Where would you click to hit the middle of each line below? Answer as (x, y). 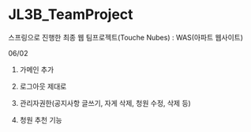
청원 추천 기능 (41, 119)
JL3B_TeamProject (71, 15)
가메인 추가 (37, 70)
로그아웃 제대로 (43, 86)
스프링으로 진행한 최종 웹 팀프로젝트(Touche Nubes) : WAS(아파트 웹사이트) (126, 37)
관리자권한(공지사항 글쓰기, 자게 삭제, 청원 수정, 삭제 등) (105, 103)
